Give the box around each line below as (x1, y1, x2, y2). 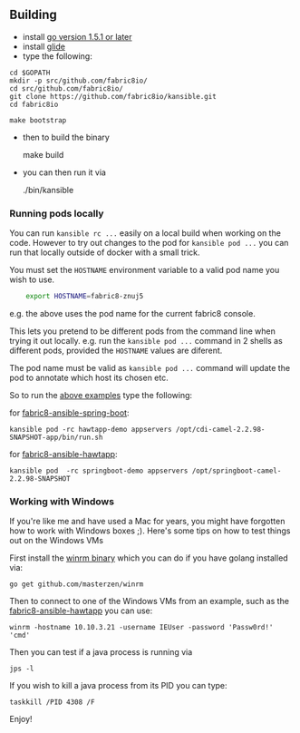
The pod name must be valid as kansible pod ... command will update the (9, 362, 291, 373)
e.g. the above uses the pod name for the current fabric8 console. (9, 308, 256, 318)
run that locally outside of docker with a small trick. (9, 247, 200, 258)
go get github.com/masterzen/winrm (9, 580, 144, 589)
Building (9, 7, 57, 23)
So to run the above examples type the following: (9, 389, 193, 400)
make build (22, 149, 64, 160)
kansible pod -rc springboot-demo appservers (9, 466, 189, 475)
